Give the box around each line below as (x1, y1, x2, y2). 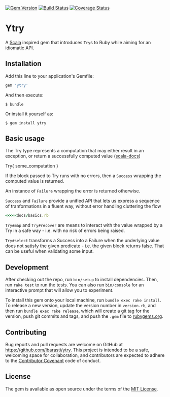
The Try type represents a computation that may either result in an (5, 148, 144, 154)
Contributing (5, 328, 47, 337)
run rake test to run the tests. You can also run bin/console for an (5, 282, 144, 288)
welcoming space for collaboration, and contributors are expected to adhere (5, 352, 165, 358)
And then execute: (5, 92, 44, 98)
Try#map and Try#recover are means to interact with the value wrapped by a (5, 222, 163, 228)
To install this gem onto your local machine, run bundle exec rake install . (5, 297, 161, 303)
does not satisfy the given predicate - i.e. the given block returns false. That (5, 243, 164, 249)
